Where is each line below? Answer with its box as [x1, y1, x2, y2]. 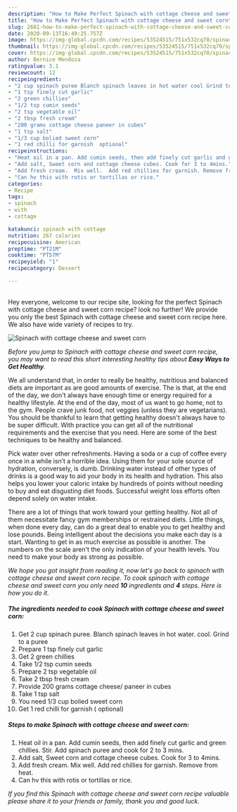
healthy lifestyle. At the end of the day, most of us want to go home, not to [8, 398, 224, 406]
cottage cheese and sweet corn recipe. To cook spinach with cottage [8, 574, 210, 582]
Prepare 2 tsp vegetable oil [18, 667, 97, 676]
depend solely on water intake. [8, 494, 98, 503]
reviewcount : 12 [8, 69, 56, 76]
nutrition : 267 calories [8, 232, 81, 239]
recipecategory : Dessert [8, 265, 81, 272]
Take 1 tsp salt [18, 690, 60, 698]
